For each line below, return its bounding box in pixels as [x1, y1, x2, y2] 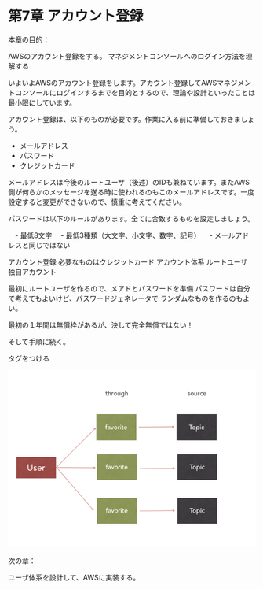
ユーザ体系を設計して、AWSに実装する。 [8, 572, 141, 583]
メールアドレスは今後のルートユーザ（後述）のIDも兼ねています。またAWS [8, 177, 250, 187]
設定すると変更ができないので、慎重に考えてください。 [8, 197, 187, 206]
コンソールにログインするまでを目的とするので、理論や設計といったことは [14, 87, 256, 97]
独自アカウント [8, 267, 57, 276]
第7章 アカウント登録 [8, 7, 144, 25]
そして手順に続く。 [8, 336, 71, 346]
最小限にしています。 [8, 98, 77, 107]
